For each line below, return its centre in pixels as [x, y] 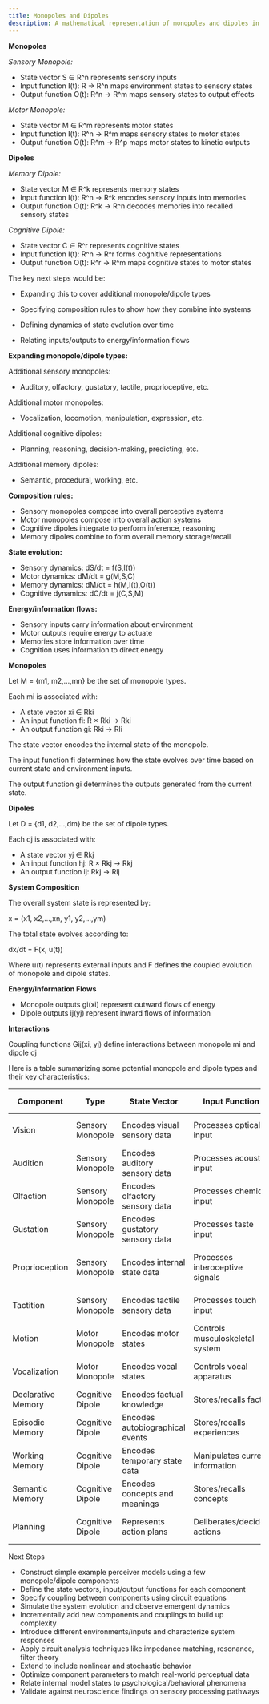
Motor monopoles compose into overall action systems [110, 519]
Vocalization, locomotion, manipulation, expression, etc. [112, 418]
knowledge [143, 1404]
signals [207, 1277]
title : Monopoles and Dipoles [59, 16]
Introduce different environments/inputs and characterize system [127, 1631]
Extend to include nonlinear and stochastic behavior [106, 1666]
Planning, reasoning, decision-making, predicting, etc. [109, 449]
